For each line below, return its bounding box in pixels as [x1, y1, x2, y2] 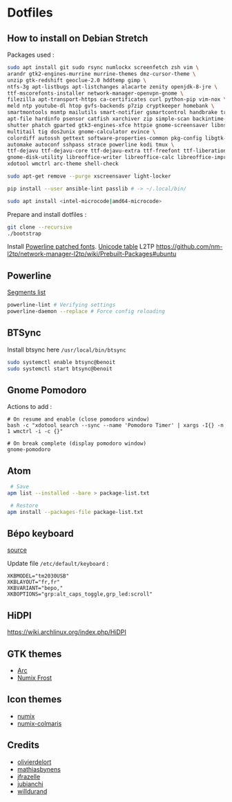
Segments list [7, 288, 46, 296]
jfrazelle [17, 772, 41, 781]
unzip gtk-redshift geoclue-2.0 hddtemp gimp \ [7, 77, 147, 84]
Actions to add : [7, 403, 52, 411]
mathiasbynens [17, 765, 61, 773]
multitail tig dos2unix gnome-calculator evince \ [7, 128, 156, 135]
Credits [7, 739, 40, 751]
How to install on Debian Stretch [7, 32, 148, 44]
